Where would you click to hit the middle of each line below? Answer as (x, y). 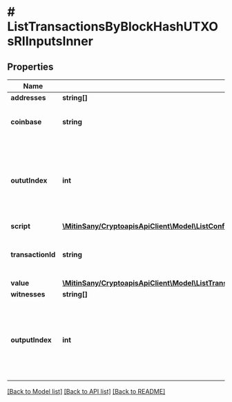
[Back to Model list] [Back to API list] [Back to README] (86, 391)
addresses (28, 98)
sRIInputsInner (50, 41)
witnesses (28, 294)
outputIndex (31, 340)
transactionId (33, 254)
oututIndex (29, 180)
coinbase (26, 122)
